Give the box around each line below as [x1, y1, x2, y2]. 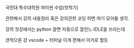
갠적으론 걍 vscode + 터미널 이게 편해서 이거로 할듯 [5, 37, 108, 43]
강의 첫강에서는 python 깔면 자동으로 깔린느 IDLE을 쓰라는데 [5, 26, 125, 32]
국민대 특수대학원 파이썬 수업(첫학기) [5, 5, 79, 10]
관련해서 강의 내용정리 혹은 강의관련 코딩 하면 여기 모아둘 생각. [5, 15, 129, 21]
